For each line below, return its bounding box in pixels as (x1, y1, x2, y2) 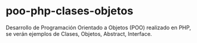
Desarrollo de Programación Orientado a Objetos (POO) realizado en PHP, (5, 24, 192, 31)
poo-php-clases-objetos (5, 4, 134, 18)
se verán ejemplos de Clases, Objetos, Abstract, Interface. (5, 30, 152, 37)
